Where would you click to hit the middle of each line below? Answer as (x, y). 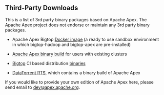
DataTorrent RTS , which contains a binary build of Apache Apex (76, 73)
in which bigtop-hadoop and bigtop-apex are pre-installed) (71, 44)
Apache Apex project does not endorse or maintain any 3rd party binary (77, 25)
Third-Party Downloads (41, 8)
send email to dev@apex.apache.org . (42, 87)
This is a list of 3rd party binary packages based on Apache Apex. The (76, 19)
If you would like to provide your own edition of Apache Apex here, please (79, 82)
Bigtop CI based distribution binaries (49, 63)
